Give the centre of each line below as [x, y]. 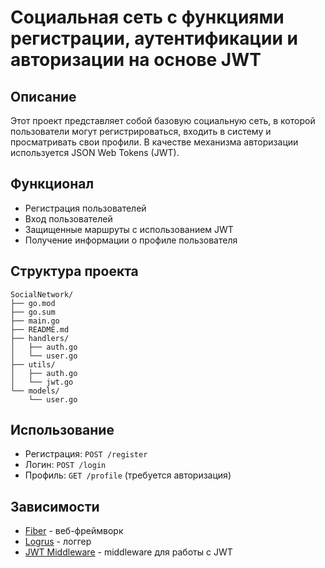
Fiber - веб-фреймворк [74, 531]
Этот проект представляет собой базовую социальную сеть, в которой [163, 120]
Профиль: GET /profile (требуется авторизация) [128, 475]
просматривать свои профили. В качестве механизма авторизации [154, 142]
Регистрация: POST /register [86, 454]
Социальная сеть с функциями [147, 17]
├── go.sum [33, 312]
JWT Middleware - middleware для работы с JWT [128, 552]
